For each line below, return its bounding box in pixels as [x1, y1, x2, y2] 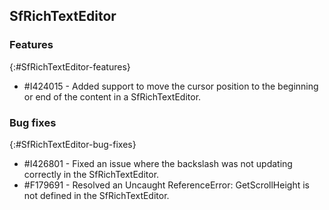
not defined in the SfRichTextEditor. [23, 189, 170, 201]
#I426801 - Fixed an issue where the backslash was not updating [23, 157, 293, 169]
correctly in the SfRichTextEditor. [23, 168, 160, 180]
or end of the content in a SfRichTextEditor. [23, 90, 202, 103]
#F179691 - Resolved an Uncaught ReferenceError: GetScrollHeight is [23, 179, 310, 191]
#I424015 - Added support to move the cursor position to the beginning [23, 80, 319, 92]
